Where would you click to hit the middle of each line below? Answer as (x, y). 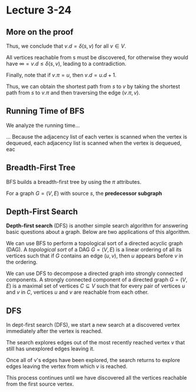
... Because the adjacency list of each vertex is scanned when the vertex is (97, 136)
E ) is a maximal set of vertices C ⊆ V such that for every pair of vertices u (96, 286)
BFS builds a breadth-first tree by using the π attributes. (74, 182)
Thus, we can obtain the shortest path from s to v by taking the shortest (93, 86)
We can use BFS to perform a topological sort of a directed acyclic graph (94, 243)
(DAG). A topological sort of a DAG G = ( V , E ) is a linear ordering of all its (94, 250)
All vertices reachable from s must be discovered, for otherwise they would (97, 57)
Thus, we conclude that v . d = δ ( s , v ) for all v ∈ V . (66, 46)
